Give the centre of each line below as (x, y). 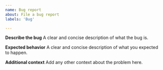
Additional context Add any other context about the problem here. (74, 62)
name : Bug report (23, 10)
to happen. (16, 52)
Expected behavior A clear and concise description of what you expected (82, 47)
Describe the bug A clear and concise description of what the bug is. (77, 37)
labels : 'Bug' (20, 19)
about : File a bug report (32, 14)
